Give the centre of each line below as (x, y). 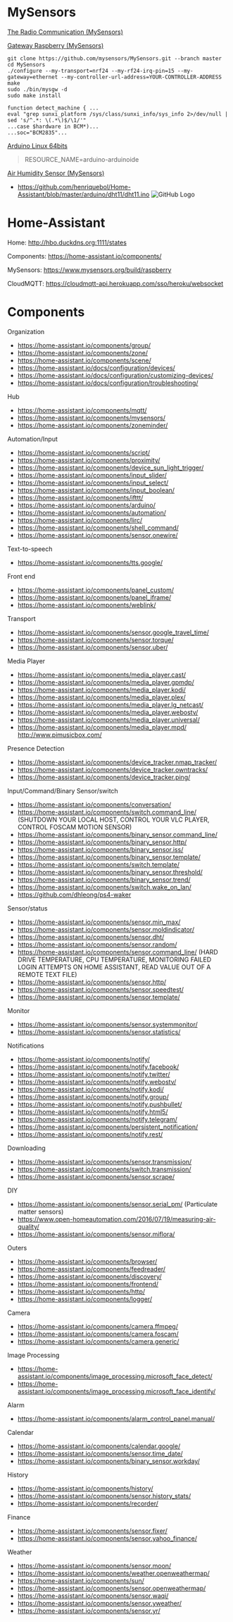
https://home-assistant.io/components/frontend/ (88, 1284)
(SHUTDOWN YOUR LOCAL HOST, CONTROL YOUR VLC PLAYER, (113, 819)
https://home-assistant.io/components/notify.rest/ (90, 1134)
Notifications (26, 1046)
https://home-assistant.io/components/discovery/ (89, 1277)
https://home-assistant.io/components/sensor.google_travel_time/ (113, 632)
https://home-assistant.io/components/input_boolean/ (96, 490)
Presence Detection (36, 748)
